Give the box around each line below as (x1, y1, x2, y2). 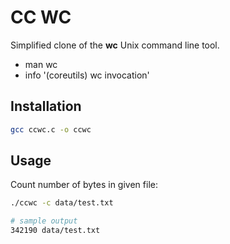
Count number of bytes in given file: (10, 179, 158, 191)
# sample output (10, 216, 78, 226)
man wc (24, 58, 58, 70)
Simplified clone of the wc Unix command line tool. (10, 39, 220, 51)
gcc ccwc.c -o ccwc (10, 124, 92, 135)
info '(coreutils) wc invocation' (24, 69, 150, 81)
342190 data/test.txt (10, 226, 101, 236)
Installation (10, 98, 82, 115)
